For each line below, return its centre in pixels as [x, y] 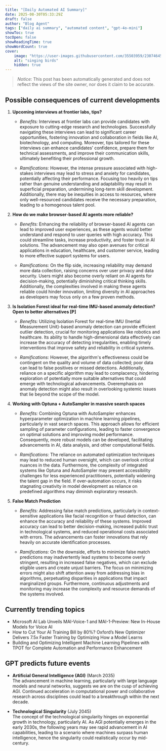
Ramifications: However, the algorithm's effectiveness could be [84, 357]
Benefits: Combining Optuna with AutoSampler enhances [78, 413]
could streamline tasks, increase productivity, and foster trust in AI [87, 240]
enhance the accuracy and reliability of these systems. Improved [85, 521]
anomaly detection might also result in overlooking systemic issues [88, 389]
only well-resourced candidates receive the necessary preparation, [88, 199]
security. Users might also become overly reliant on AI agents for [86, 276]
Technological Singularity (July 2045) [52, 711]
